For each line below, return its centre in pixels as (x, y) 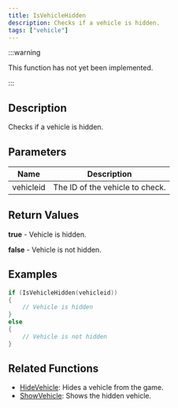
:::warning (24, 53)
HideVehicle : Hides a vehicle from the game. (91, 387)
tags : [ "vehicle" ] (38, 30)
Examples (33, 274)
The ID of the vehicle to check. (110, 187)
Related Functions (54, 369)
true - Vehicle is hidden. (47, 234)
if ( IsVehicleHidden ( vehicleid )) (63, 293)
